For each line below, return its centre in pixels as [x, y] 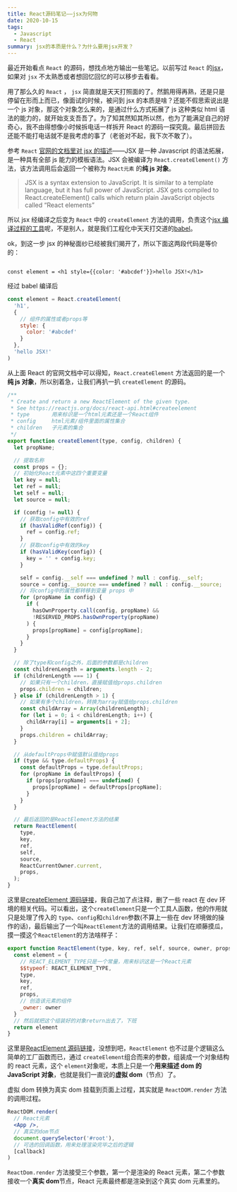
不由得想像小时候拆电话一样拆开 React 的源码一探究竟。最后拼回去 [128, 127]
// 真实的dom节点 [36, 1131]
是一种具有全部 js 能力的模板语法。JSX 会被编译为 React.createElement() [114, 159]
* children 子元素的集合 [47, 428]
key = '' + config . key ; [61, 558]
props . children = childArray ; [65, 735]
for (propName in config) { [61, 598]
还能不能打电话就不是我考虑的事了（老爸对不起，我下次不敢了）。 [102, 136]
